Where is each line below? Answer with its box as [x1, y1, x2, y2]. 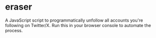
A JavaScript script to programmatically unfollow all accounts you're [5, 17, 143, 23]
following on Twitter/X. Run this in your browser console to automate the [5, 22, 151, 28]
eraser [5, 1, 32, 13]
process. [5, 27, 23, 33]
